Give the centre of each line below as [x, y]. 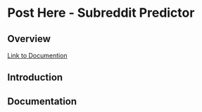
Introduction [35, 77]
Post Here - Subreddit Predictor [101, 13]
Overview [29, 39]
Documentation [42, 101]
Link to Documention [38, 55]
